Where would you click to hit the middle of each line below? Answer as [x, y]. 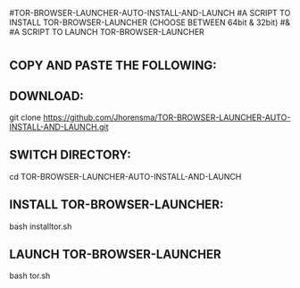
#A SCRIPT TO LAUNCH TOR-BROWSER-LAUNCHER [107, 32]
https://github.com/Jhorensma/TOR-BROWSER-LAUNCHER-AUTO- [167, 117]
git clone [25, 117]
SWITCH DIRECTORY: [70, 155]
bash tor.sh [30, 275]
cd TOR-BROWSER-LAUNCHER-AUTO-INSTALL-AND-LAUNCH [125, 176]
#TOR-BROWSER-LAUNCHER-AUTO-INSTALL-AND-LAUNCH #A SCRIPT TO [150, 13]
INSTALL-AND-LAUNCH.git [59, 127]
